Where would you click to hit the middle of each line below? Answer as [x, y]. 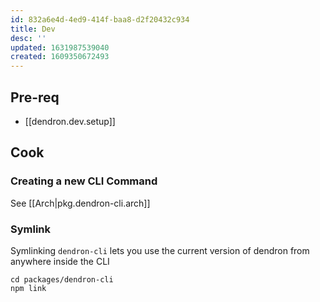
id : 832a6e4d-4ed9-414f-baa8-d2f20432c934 [100, 19]
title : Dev [33, 29]
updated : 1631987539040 [60, 47]
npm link [28, 288]
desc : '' [28, 38]
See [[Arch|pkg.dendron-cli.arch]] [80, 203]
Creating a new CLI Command [84, 181]
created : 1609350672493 [60, 57]
